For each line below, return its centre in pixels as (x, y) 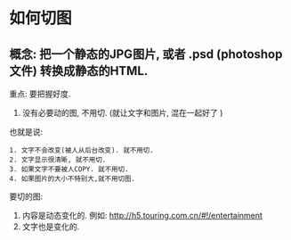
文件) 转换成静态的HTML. (79, 71)
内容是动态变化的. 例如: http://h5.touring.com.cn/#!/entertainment (142, 215)
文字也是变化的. (51, 227)
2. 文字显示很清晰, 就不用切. (58, 160)
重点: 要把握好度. (40, 94)
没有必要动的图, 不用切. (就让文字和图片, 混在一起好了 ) (122, 113)
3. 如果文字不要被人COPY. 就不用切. (69, 170)
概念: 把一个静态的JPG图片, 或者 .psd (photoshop (146, 54)
